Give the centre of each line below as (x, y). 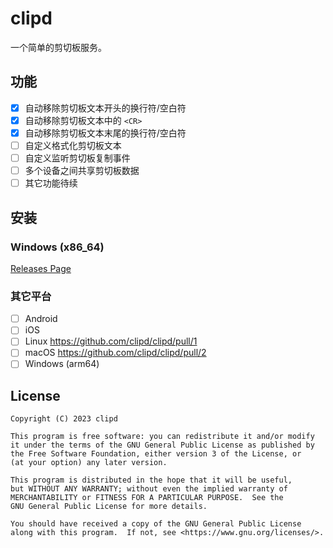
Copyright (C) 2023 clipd (64, 419)
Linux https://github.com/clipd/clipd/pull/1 (111, 341)
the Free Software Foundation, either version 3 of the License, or (156, 454)
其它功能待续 (51, 183)
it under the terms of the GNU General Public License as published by (162, 445)
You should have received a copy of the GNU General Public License (156, 524)
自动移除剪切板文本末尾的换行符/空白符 (105, 133)
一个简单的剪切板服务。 (58, 47)
